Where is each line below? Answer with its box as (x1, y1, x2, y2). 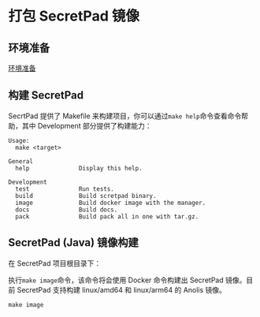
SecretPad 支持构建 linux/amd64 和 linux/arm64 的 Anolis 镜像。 (17, 285, 227, 294)
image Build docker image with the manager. (15, 199, 206, 207)
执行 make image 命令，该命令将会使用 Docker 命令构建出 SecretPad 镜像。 (8, 275, 247, 285)
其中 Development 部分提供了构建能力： (21, 121, 152, 130)
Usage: (8, 136, 30, 144)
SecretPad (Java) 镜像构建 (8, 236, 139, 249)
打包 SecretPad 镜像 (8, 7, 140, 25)
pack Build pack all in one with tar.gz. (15, 212, 199, 221)
